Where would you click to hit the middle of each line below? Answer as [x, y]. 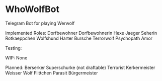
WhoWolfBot [32, 9]
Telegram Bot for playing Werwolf [40, 23]
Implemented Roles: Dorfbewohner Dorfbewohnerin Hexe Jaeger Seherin [81, 33]
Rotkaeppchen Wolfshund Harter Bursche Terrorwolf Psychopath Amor [79, 38]
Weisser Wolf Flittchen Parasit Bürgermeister [52, 73]
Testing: [14, 48]
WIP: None [16, 58]
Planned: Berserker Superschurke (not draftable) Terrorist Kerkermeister [80, 67]
